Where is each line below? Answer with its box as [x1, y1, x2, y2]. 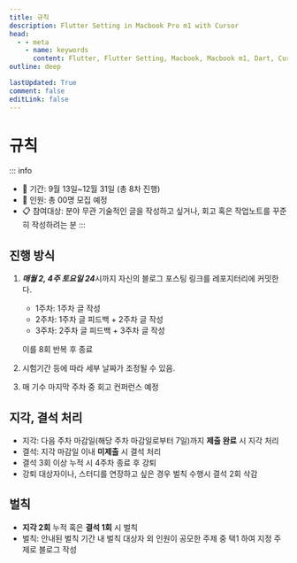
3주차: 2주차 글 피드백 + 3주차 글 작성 [34, 325, 165, 336]
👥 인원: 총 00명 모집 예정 [21, 195, 108, 205]
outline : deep [9, 63, 62, 72]
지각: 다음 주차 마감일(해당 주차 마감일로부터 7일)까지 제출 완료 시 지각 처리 [21, 436, 279, 446]
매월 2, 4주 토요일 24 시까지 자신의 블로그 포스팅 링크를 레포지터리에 [21, 274, 256, 284]
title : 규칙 [9, 12, 50, 22]
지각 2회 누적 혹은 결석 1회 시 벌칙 [21, 521, 139, 532]
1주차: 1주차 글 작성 [34, 303, 101, 314]
